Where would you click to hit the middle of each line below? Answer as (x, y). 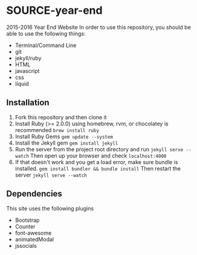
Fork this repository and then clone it (61, 117)
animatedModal (34, 239)
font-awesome (33, 233)
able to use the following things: (46, 33)
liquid (22, 83)
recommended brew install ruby (57, 130)
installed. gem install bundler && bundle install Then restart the (98, 168)
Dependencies (34, 194)
